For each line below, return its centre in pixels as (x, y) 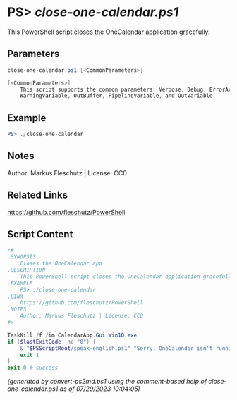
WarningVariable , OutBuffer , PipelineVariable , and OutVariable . (118, 96)
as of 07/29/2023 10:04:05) (100, 389)
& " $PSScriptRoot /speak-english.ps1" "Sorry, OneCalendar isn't (116, 348)
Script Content (40, 234)
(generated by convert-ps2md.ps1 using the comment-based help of (107, 382)
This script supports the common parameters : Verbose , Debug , (113, 89)
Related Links (38, 195)
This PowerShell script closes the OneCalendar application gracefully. (109, 32)
